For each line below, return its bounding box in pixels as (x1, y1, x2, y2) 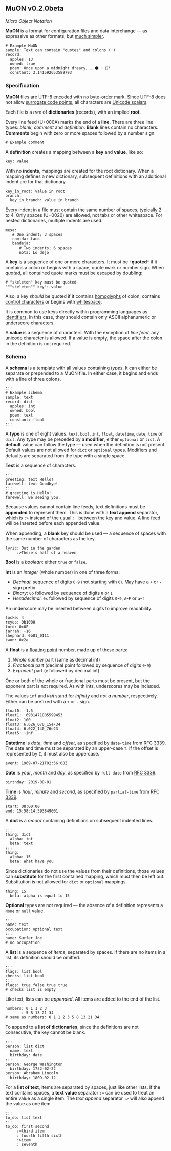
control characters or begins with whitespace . (5, 299, 102, 305)
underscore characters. (5, 319, 55, 326)
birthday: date (10, 1053, 42, 1058)
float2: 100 (5, 718, 31, 723)
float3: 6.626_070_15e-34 (5, 722, 60, 727)
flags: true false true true (5, 983, 68, 988)
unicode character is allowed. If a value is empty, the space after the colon (5, 335, 163, 341)
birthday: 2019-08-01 (5, 780, 52, 785)
